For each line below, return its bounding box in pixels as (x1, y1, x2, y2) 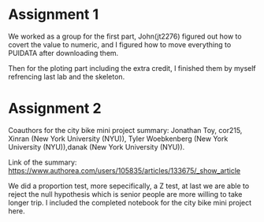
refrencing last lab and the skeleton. (8, 72, 125, 81)
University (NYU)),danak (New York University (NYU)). (8, 142, 185, 151)
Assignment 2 (8, 100, 102, 117)
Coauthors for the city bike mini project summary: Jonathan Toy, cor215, (8, 125, 243, 135)
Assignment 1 (8, 6, 99, 24)
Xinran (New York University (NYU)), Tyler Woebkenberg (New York (8, 134, 229, 143)
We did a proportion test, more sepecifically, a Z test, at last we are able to (8, 181, 250, 191)
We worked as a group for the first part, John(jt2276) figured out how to (8, 31, 242, 41)
